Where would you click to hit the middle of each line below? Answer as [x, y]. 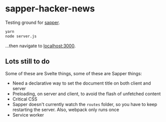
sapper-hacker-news [50, 9]
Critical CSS [25, 99]
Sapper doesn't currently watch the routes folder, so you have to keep [85, 104]
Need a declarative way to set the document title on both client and [81, 83]
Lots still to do [27, 61]
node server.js [21, 36]
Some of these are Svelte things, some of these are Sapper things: [74, 73]
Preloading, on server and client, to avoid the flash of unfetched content [86, 94]
